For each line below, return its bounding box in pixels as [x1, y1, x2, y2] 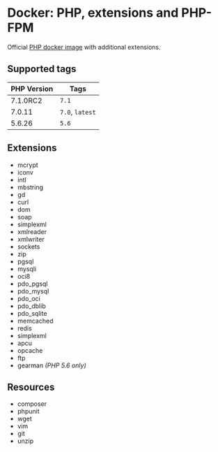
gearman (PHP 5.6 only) [17, 361, 86, 370]
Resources [7, 381, 55, 393]
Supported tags [7, 63, 77, 75]
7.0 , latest [60, 107, 96, 117]
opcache [17, 346, 43, 354]
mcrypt [17, 161, 38, 169]
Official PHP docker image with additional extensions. [7, 43, 162, 51]
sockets [17, 242, 40, 251]
